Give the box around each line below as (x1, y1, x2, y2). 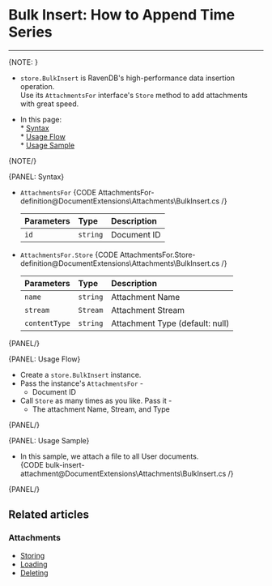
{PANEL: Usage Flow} (8, 354, 81, 364)
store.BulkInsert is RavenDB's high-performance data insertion (19, 73, 235, 83)
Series (8, 23, 53, 41)
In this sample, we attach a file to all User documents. (19, 451, 199, 461)
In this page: (19, 114, 62, 124)
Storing (19, 550, 45, 560)
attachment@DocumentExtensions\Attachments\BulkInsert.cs (19, 468, 227, 478)
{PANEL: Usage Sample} (8, 435, 90, 445)
